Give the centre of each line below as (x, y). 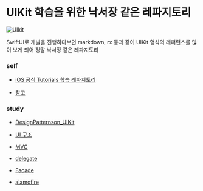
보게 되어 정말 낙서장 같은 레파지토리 (56, 50)
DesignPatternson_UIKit (45, 122)
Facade (25, 170)
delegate (26, 158)
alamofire (27, 182)
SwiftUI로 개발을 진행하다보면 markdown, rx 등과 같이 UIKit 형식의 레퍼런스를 (98, 42)
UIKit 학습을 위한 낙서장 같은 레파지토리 (99, 12)
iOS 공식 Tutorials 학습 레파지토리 (55, 80)
